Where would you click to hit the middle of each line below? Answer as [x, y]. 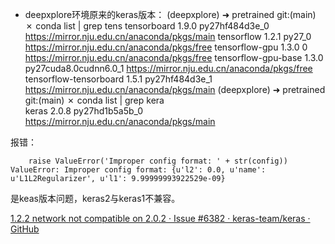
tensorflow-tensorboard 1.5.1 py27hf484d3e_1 [118, 79]
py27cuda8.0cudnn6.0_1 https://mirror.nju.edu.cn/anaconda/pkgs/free [168, 68]
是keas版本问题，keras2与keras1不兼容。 [95, 198]
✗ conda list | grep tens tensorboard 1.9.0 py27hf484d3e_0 [147, 26]
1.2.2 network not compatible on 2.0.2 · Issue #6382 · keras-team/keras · [160, 218]
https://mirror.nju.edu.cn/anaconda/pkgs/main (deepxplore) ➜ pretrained [175, 89]
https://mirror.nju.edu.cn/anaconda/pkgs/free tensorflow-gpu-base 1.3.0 [174, 57]
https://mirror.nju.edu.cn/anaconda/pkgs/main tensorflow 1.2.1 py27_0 [168, 36]
